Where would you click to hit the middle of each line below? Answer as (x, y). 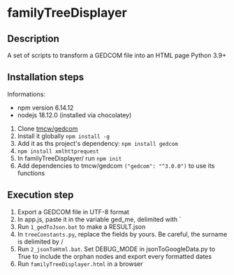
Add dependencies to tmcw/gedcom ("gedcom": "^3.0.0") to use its (116, 165)
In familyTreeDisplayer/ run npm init (70, 158)
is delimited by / (40, 241)
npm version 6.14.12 (45, 107)
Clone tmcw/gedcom (47, 128)
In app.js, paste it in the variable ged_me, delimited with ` (99, 219)
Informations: (26, 94)
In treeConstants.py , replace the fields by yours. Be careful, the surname (122, 234)
